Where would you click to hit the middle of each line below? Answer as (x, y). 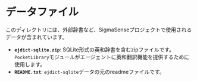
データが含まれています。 (37, 37)
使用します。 (30, 64)
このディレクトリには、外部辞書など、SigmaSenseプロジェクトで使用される (99, 30)
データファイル (42, 12)
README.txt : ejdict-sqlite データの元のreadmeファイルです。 (89, 72)
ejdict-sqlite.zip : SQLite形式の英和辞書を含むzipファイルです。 (94, 49)
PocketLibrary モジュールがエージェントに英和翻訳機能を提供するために (102, 57)
